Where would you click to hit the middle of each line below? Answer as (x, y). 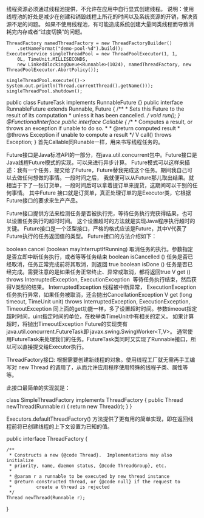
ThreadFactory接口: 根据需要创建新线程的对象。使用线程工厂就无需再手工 (98, 360)
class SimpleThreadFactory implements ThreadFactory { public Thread (95, 400)
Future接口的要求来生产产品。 (44, 200)
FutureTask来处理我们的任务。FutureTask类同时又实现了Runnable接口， (101, 339)
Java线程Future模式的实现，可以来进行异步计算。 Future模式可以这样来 (96, 162)
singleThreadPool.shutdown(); (45, 91)
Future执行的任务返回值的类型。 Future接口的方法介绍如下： (82, 236)
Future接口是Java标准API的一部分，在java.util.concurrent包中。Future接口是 (102, 155)
